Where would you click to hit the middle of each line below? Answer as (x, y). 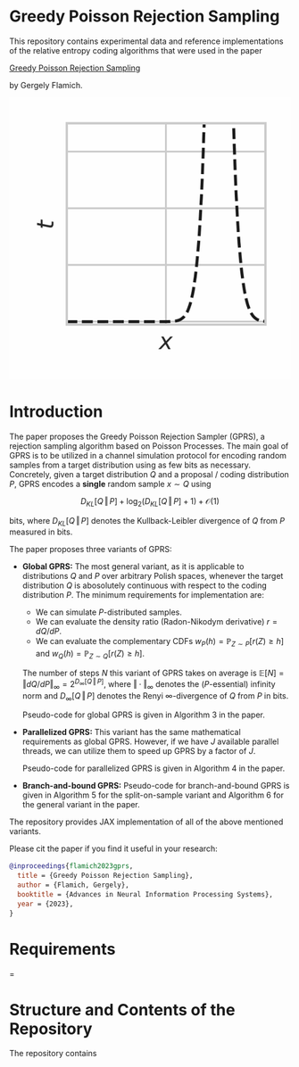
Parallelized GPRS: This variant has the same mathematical (131, 732)
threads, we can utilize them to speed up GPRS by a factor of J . (139, 751)
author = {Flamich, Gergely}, (73, 885)
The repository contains (53, 1054)
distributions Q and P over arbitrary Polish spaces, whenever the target (153, 576)
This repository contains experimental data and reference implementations (146, 41)
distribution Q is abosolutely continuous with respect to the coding (145, 585)
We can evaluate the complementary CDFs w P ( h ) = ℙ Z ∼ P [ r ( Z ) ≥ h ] (159, 642)
